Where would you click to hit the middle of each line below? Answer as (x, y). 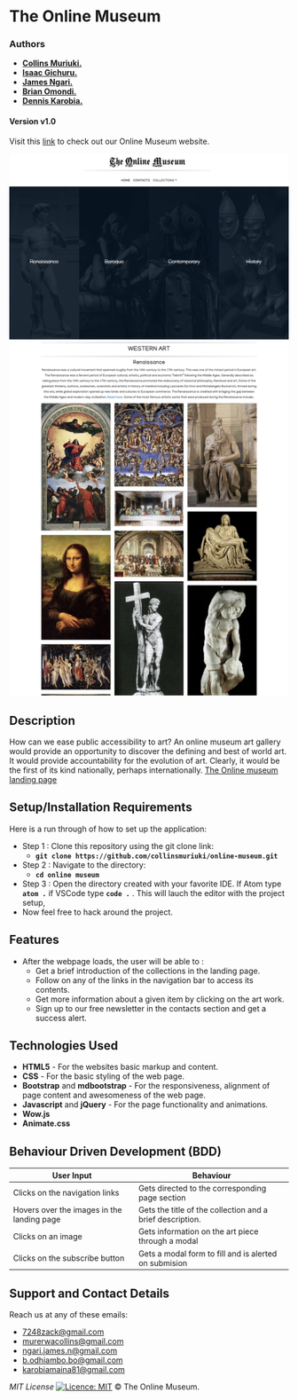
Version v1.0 (33, 122)
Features (34, 940)
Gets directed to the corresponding (203, 1188)
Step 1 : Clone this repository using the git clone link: (118, 846)
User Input (72, 1175)
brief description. (170, 1219)
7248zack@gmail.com (63, 1332)
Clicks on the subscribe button (69, 1258)
